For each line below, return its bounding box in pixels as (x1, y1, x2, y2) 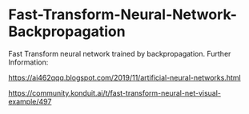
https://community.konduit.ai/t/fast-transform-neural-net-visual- (8, 88, 222, 97)
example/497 (8, 96, 52, 106)
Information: (8, 57, 49, 67)
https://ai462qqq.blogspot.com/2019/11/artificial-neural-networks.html (8, 73, 242, 82)
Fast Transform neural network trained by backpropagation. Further (8, 49, 231, 58)
